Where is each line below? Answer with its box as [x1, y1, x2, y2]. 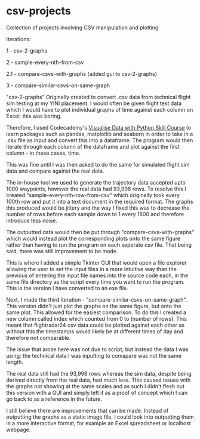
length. [6, 358, 24, 366]
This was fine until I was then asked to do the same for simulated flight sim [6, 161, 190, 168]
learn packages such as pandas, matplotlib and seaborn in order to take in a [6, 130, 193, 137]
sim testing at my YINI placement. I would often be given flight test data [6, 100, 182, 107]
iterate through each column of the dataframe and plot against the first [6, 143, 180, 150]
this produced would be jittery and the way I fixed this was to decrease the [6, 204, 190, 211]
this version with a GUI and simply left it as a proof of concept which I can [6, 389, 188, 396]
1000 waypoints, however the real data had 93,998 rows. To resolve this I [6, 185, 186, 192]
